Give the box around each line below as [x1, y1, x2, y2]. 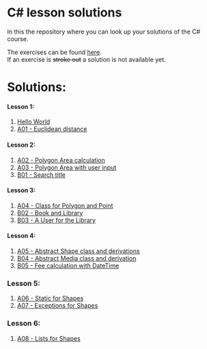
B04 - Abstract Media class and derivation [16, 254, 137, 262]
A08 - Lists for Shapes [16, 334, 81, 342]
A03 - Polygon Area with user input [16, 163, 117, 171]
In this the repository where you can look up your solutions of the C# [7, 27, 201, 36]
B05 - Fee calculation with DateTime [16, 261, 120, 269]
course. [7, 34, 29, 43]
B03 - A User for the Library [16, 216, 96, 224]
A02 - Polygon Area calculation [16, 156, 105, 164]
